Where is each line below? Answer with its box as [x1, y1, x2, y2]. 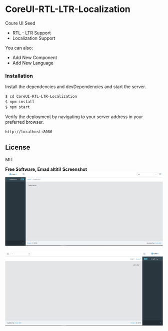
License [5, 143, 30, 152]
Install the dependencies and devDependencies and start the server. [5, 84, 146, 90]
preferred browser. [5, 119, 44, 125]
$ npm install [5, 99, 35, 105]
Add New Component [12, 54, 57, 61]
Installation [5, 72, 33, 79]
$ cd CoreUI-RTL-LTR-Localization [5, 94, 77, 99]
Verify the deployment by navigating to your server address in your [5, 114, 143, 120]
